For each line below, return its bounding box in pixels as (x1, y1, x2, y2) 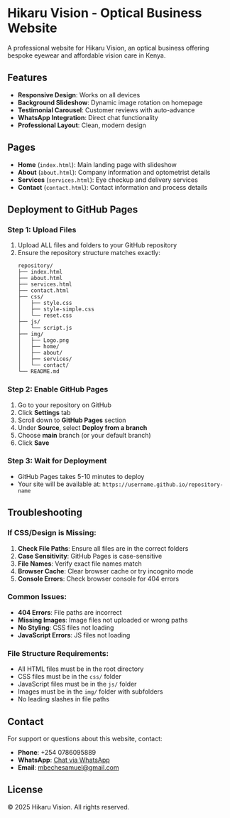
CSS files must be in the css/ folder (17, 672, 122, 681)
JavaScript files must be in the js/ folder (17, 680, 137, 689)
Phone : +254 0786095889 (17, 748, 97, 756)
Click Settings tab (17, 408, 71, 416)
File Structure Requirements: (7, 648, 109, 658)
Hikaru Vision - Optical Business (7, 5, 202, 21)
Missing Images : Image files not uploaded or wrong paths (17, 615, 188, 624)
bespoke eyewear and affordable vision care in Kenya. (7, 51, 166, 60)
